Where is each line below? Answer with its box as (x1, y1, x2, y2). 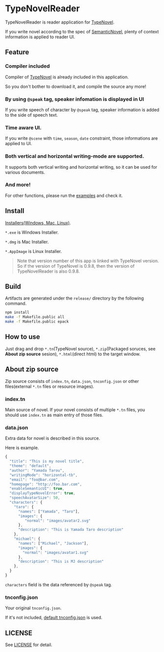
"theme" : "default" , (9, 464, 51, 469)
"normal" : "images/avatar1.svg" (23, 550, 89, 555)
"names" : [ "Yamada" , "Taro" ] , (18, 509, 80, 514)
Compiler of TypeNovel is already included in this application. (5, 74, 129, 80)
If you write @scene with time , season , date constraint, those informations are (5, 135, 158, 141)
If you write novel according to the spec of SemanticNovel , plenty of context (5, 28, 159, 34)
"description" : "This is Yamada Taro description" (18, 527, 124, 532)
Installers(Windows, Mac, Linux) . (5, 220, 71, 226)
